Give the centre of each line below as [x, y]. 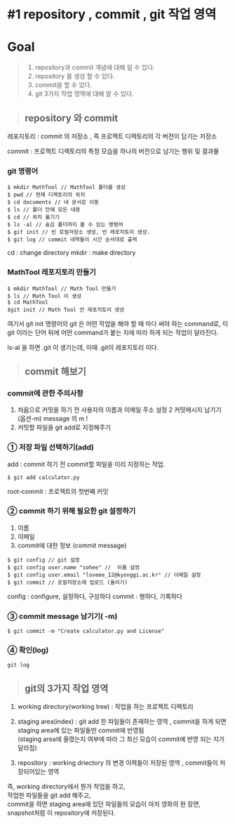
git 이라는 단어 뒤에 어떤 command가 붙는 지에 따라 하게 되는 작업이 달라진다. [113, 332]
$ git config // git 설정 [44, 560]
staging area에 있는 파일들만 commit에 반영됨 [81, 731]
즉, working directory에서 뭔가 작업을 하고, [66, 787]
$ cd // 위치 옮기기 [34, 217]
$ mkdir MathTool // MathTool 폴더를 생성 [67, 188]
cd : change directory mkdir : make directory [72, 253]
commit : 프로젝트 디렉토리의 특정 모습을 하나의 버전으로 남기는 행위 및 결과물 [113, 151]
